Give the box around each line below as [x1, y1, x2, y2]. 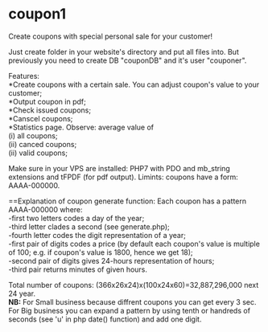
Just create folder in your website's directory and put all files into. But [8, 47, 239, 56]
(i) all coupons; [8, 130, 58, 141]
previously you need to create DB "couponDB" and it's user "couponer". [8, 55, 247, 65]
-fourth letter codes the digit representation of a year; [8, 230, 187, 240]
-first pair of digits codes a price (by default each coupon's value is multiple [8, 239, 260, 248]
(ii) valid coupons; [8, 148, 68, 158]
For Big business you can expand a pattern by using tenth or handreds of [8, 305, 251, 315]
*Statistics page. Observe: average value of [8, 122, 155, 132]
